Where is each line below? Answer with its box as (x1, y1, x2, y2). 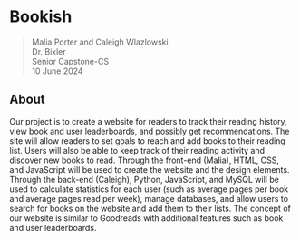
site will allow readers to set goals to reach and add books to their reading (9, 135, 285, 146)
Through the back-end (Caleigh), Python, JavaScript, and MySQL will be (9, 174, 279, 185)
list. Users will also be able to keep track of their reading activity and (9, 145, 266, 155)
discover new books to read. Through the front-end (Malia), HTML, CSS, (9, 155, 279, 165)
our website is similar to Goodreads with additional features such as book (9, 212, 284, 224)
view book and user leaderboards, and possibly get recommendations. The (9, 125, 290, 136)
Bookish (9, 6, 73, 27)
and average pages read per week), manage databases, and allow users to (9, 193, 288, 204)
